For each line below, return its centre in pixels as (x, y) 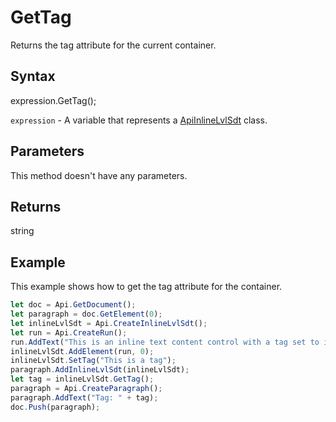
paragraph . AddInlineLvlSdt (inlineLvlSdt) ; (100, 370)
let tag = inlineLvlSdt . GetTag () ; (82, 379)
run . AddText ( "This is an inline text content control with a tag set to (165, 342)
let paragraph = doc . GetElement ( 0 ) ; (86, 314)
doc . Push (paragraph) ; (55, 407)
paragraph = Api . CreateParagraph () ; (86, 389)
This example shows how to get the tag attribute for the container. (146, 287)
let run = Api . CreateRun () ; (69, 332)
